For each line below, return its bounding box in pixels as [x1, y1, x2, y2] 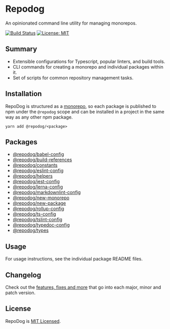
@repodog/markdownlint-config [12, 189, 81, 195]
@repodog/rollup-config [12, 206, 65, 212]
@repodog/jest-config [12, 179, 60, 185]
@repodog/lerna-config [12, 184, 63, 190]
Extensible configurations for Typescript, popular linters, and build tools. [12, 58, 165, 64]
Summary [5, 45, 37, 54]
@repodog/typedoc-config [12, 222, 70, 228]
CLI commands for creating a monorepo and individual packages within [12, 63, 164, 70]
